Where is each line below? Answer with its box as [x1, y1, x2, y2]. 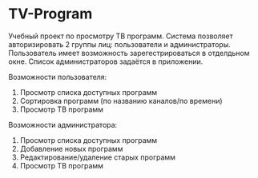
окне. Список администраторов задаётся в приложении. [8, 57, 204, 66]
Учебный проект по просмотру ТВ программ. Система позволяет [8, 31, 234, 41]
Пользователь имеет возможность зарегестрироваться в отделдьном [8, 48, 250, 57]
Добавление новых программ [19, 144, 123, 153]
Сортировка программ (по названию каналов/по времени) [19, 96, 223, 105]
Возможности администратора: [8, 120, 118, 129]
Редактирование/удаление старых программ [19, 152, 176, 162]
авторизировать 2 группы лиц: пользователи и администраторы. [8, 39, 231, 49]
